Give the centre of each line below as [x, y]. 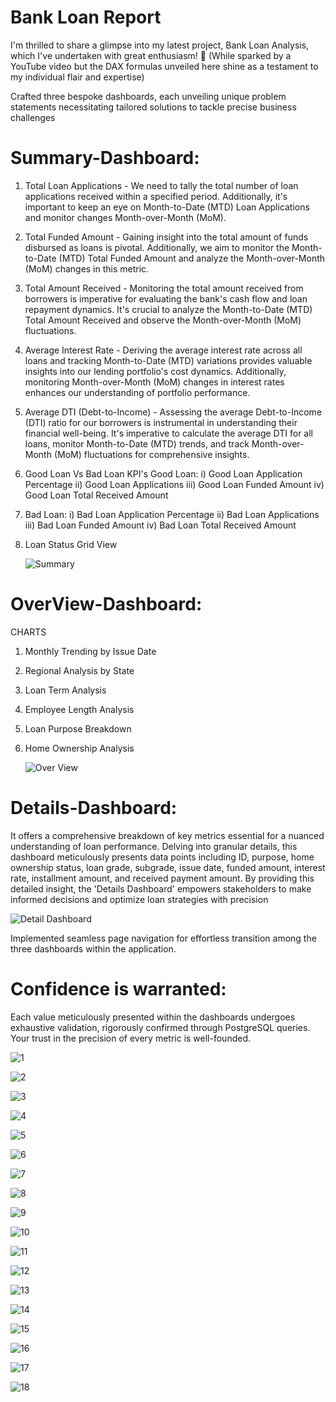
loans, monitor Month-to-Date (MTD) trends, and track [137, 443]
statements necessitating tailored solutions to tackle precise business [153, 107]
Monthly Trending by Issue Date [90, 651]
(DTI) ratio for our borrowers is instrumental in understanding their [161, 422]
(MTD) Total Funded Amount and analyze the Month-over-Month [192, 258]
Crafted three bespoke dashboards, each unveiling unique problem [148, 96]
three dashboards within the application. [93, 948]
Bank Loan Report [86, 17]
